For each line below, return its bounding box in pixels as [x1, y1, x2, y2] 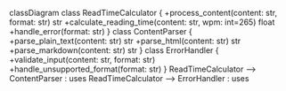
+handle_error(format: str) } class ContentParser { [9, 27, 193, 36]
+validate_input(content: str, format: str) [9, 55, 156, 64]
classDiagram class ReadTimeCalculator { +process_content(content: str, [9, 8, 278, 18]
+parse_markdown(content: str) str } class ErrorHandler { [9, 45, 219, 56]
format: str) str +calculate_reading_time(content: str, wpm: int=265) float [9, 17, 275, 27]
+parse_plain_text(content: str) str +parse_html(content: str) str [9, 35, 241, 46]
